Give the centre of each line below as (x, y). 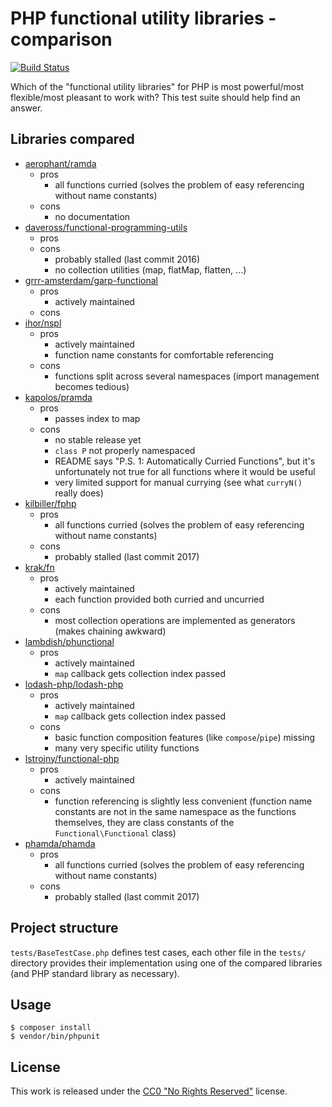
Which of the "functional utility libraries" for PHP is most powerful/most (157, 86)
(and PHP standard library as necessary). (95, 973)
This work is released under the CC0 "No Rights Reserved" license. (149, 1091)
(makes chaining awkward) (110, 631)
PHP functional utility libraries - (143, 18)
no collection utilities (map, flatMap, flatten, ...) (150, 269)
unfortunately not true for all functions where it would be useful (185, 471)
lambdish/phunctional (69, 641)
